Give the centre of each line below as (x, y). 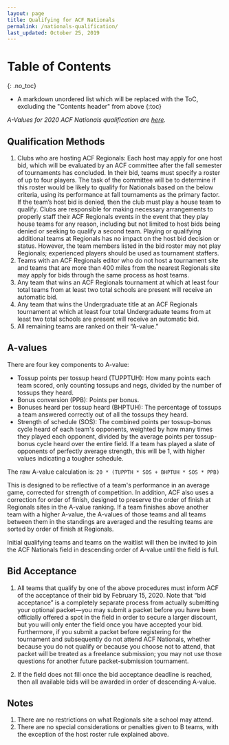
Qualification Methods (56, 141)
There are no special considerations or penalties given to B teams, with (118, 727)
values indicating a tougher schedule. (70, 458)
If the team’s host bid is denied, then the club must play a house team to (119, 202)
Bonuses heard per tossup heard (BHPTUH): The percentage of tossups (119, 407)
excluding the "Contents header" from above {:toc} (89, 107)
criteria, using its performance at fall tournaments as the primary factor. (118, 195)
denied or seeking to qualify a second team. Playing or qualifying (109, 231)
